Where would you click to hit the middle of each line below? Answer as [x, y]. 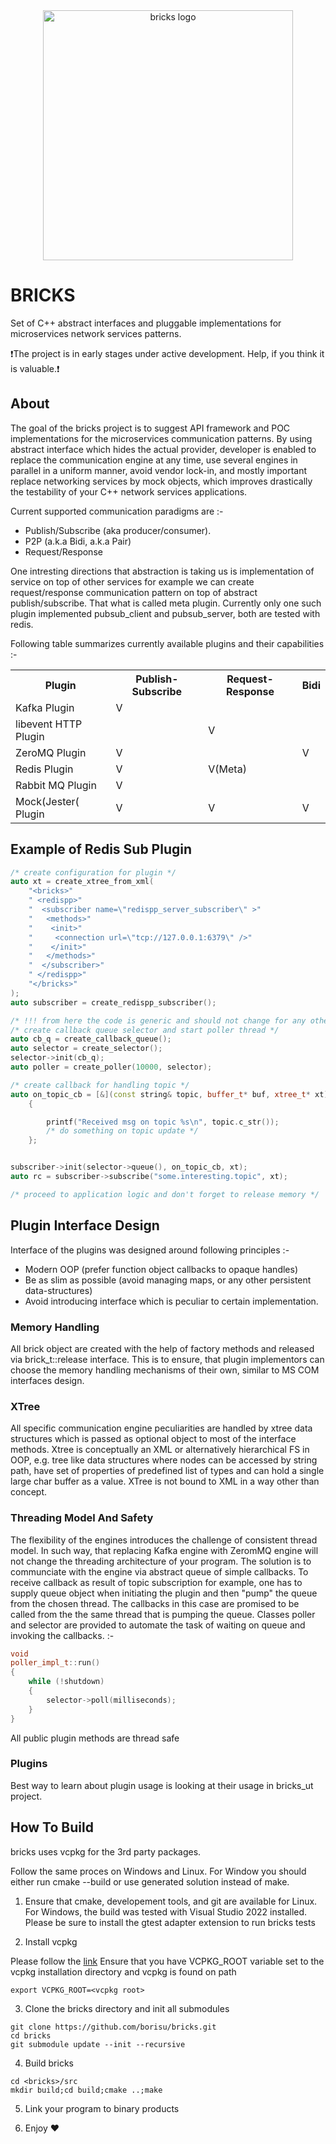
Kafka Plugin [45, 707]
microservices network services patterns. [96, 333]
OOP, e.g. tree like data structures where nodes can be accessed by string [164, 1460]
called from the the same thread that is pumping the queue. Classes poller [163, 1614]
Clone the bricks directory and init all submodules [127, 2008]
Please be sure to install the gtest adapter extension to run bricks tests [170, 1922]
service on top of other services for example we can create [132, 581]
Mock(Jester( [47, 801]
